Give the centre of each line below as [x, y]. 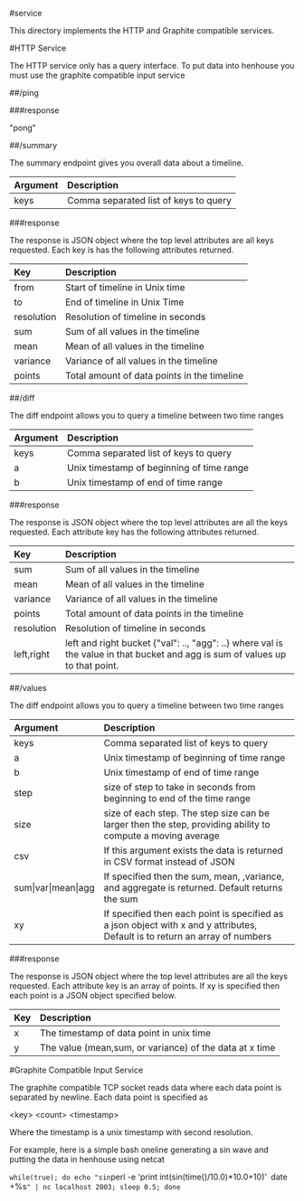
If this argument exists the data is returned [193, 851]
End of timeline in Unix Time [124, 302]
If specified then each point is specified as [194, 914]
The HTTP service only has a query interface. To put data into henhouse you [152, 66]
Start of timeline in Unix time [125, 287]
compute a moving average [161, 836]
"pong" [23, 128]
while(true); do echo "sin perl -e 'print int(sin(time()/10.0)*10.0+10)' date [148, 1177]
